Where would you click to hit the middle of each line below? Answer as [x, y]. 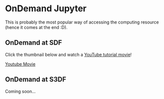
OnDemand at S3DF [36, 80]
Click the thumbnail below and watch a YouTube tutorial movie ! [69, 54]
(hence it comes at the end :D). [36, 27]
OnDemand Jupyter [46, 9]
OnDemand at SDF [34, 43]
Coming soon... [20, 91]
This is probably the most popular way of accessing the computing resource [82, 22]
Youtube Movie [20, 64]
